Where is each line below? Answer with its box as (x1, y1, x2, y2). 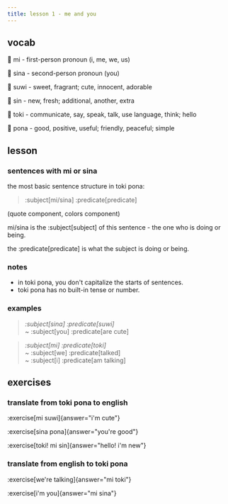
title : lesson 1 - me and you (7, 10, 97, 18)
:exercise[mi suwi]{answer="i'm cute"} (7, 414, 120, 422)
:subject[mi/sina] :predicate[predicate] (24, 196, 137, 204)
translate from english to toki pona (7, 459, 129, 469)
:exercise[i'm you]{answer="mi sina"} (7, 488, 117, 497)
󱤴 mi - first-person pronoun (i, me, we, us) (7, 55, 131, 64)
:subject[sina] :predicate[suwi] (24, 320, 115, 328)
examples (7, 303, 42, 313)
